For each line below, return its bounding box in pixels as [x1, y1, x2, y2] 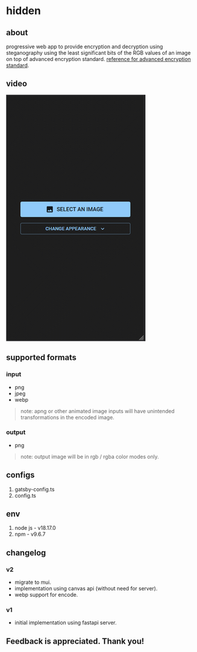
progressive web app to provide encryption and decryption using [6, 43, 163, 50]
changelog [6, 547, 46, 557]
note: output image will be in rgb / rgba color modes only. [20, 453, 159, 460]
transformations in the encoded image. [20, 414, 114, 421]
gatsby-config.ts [14, 486, 55, 493]
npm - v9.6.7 [14, 530, 46, 538]
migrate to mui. [14, 579, 52, 586]
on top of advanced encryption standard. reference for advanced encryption [6, 56, 191, 62]
